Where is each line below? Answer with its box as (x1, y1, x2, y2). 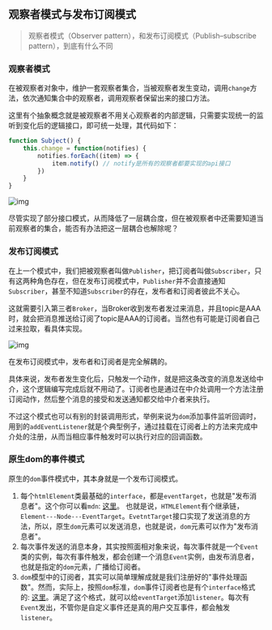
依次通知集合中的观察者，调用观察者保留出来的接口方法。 (22, 93, 215, 103)
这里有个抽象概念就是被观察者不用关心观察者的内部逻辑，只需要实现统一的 (8, 110, 257, 120)
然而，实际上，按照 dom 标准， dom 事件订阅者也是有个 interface (37, 582, 241, 592)
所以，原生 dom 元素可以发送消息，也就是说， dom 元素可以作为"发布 (34, 521, 252, 531)
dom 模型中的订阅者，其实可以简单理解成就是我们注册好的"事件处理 (19, 572, 240, 581)
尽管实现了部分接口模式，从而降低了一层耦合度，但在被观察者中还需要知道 (8, 213, 257, 223)
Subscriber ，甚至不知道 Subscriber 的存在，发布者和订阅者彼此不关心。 (8, 286, 244, 296)
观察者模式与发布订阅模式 (8, 7, 136, 22)
